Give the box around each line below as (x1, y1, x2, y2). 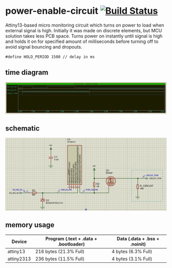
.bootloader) (58, 241, 85, 248)
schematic (5, 124, 40, 133)
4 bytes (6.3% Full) (112, 249, 153, 255)
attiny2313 (7, 256, 31, 262)
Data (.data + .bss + (117, 236, 160, 242)
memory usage (5, 220, 55, 230)
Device (11, 238, 27, 244)
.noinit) (130, 241, 146, 248)
